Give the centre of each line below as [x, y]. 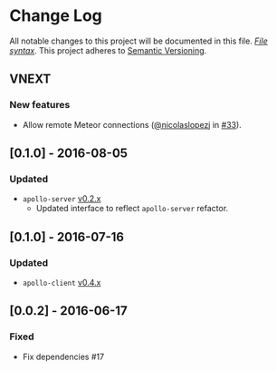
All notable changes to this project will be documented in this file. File [139, 41]
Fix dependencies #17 [63, 356]
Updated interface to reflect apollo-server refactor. [132, 209]
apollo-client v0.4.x [62, 283]
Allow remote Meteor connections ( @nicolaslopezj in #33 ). [132, 124]
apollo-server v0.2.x [62, 199]
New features [40, 105]
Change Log [56, 16]
